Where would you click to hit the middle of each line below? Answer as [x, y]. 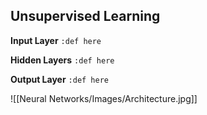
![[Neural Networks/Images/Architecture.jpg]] [104, 98]
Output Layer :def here [60, 79]
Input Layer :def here [56, 40]
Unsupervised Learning [85, 16]
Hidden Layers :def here [62, 60]
